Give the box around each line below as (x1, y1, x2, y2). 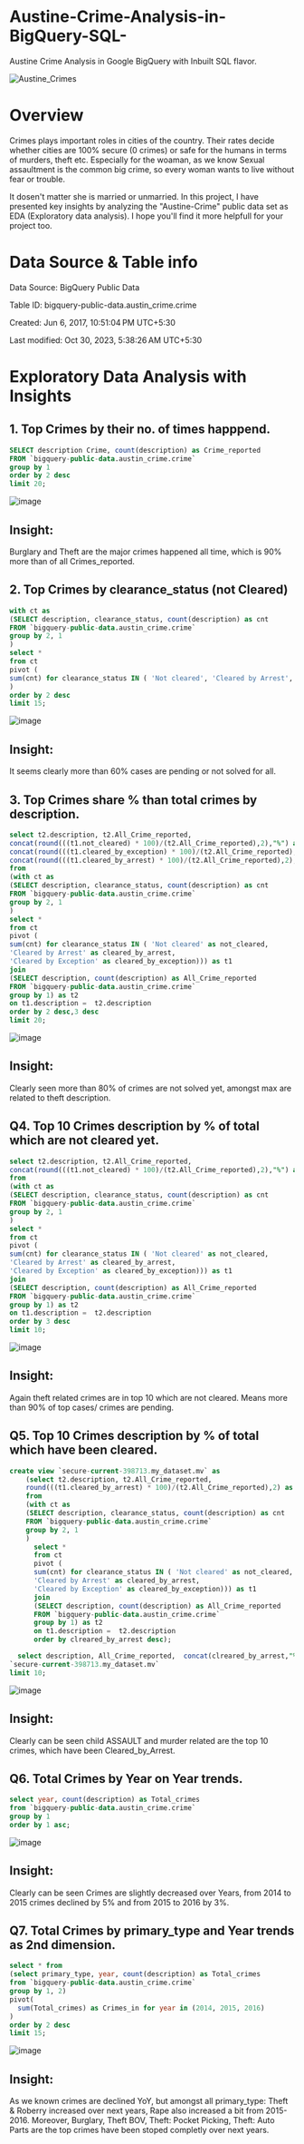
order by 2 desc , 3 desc (9, 1007, 100, 1017)
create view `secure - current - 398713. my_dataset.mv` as (9, 1466, 221, 1475)
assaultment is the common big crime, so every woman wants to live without (9, 163, 295, 174)
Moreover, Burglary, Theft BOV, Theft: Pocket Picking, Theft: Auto (31, 2115, 275, 2126)
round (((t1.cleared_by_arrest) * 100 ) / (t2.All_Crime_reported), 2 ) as (25, 1483, 294, 1493)
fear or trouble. (9, 173, 66, 184)
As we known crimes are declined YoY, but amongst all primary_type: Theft (9, 2096, 289, 2107)
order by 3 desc (9, 1317, 71, 1327)
